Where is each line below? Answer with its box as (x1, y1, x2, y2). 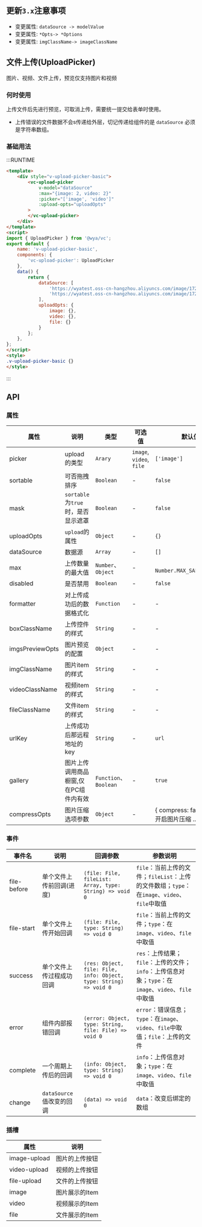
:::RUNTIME (6, 156, 35, 164)
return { (28, 274, 50, 280)
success (9, 971, 33, 979)
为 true (64, 499, 84, 507)
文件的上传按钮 (56, 1177, 99, 1185)
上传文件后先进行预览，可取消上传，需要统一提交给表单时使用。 (6, 105, 164, 112)
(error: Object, (83, 1015, 130, 1021)
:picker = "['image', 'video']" (38, 196, 114, 202)
